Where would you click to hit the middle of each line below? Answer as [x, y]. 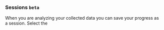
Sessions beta [22, 7]
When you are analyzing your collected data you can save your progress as [82, 18]
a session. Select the [27, 23]
